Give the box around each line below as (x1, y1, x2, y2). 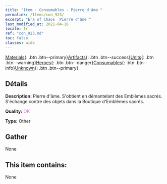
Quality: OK (5, 108, 30, 114)
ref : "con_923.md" (5, 31, 44, 36)
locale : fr (5, 26, 28, 31)
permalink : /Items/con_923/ (5, 12, 65, 17)
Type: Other (5, 118, 31, 124)
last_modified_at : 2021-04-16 (5, 21, 69, 27)
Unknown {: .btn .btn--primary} (15, 65, 79, 71)
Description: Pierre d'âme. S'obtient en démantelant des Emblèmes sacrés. (5, 93, 162, 99)
